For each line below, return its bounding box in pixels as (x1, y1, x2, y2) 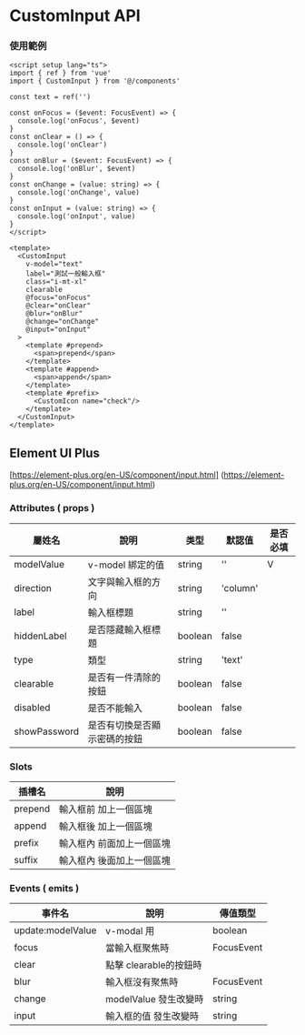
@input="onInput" (25, 325, 92, 335)
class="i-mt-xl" (25, 277, 88, 286)
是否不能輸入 (87, 701, 143, 714)
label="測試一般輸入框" (25, 269, 106, 278)
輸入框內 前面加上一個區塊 (58, 837, 171, 849)
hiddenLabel (14, 629, 67, 642)
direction (14, 581, 53, 594)
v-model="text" (25, 260, 84, 269)
